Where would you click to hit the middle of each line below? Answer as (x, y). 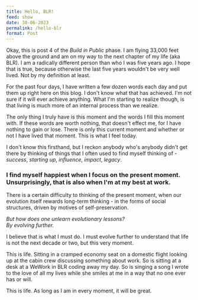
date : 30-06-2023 (27, 22)
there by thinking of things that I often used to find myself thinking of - (92, 153)
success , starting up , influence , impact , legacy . (64, 160)
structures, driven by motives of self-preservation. (67, 207)
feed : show (20, 17)
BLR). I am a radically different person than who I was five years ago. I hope (98, 63)
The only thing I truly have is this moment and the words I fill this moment (95, 117)
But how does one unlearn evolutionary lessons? (66, 219)
